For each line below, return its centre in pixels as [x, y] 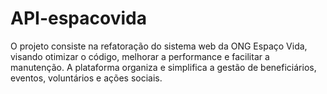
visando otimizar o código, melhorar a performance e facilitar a [140, 56]
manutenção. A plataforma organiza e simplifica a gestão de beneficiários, [163, 67]
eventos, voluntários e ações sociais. [86, 78]
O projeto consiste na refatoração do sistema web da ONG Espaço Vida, [159, 46]
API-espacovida [78, 18]
